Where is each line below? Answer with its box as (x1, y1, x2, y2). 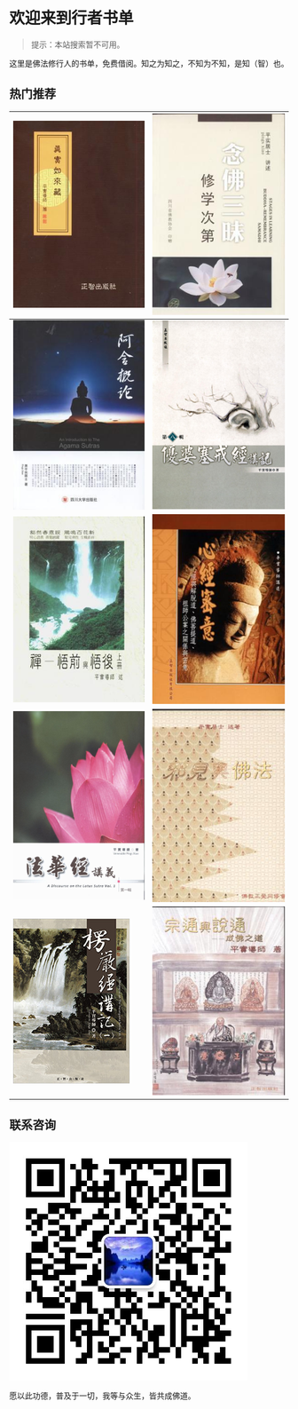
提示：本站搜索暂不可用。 (30, 39, 125, 50)
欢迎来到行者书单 (9, 8, 135, 28)
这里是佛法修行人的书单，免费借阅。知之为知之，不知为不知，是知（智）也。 (9, 58, 289, 68)
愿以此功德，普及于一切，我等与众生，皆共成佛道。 (9, 1390, 196, 1401)
